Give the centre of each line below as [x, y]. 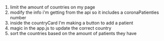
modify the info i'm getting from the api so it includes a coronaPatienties [85, 12]
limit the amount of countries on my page [52, 7]
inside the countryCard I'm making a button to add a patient [71, 23]
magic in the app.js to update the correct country [61, 28]
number [18, 18]
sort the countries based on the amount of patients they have [73, 33]
